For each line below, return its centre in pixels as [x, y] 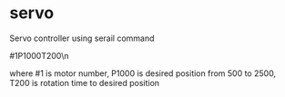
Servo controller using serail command [82, 38]
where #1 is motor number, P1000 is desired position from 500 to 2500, [142, 73]
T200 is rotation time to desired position [85, 82]
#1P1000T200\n [40, 55]
